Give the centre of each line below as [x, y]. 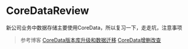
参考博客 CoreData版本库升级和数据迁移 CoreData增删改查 [91, 40]
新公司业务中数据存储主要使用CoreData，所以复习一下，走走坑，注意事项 [94, 27]
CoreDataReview [48, 11]
